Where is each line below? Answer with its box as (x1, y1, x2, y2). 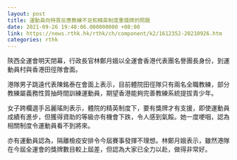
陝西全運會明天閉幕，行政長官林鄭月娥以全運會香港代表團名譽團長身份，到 (7, 57, 224, 65)
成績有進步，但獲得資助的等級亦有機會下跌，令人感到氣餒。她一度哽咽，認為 (7, 113, 230, 121)
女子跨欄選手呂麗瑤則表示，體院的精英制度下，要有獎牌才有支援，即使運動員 (7, 104, 230, 112)
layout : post (7, 10, 46, 18)
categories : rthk (7, 36, 59, 44)
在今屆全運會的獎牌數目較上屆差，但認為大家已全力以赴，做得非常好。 (7, 145, 212, 154)
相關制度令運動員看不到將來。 (7, 121, 94, 130)
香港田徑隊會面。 (31, 65, 82, 74)
